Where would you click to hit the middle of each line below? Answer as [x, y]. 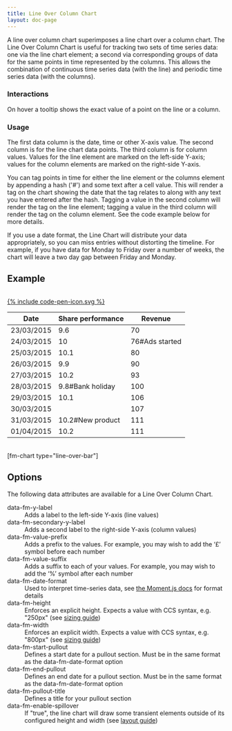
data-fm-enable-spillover [43, 705]
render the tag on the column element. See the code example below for [109, 214]
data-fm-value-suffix [37, 559]
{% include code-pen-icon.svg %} [56, 301]
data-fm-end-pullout [37, 669]
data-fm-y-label [30, 507]
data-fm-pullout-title [36, 691]
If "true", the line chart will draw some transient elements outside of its [125, 713]
